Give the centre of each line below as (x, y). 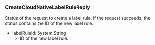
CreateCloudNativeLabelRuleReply (48, 7)
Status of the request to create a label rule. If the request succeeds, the (78, 18)
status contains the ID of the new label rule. (49, 23)
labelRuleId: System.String (39, 33)
